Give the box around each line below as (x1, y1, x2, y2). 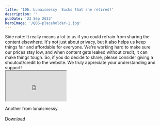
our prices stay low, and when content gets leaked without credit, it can (5, 49, 148, 55)
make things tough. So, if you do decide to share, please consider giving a (5, 54, 154, 61)
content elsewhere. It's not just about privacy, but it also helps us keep (5, 39, 146, 45)
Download (5, 116, 26, 122)
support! (5, 65, 22, 71)
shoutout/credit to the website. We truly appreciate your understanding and (5, 60, 156, 65)
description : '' (5, 12, 38, 16)
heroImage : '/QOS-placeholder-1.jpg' (5, 20, 81, 26)
